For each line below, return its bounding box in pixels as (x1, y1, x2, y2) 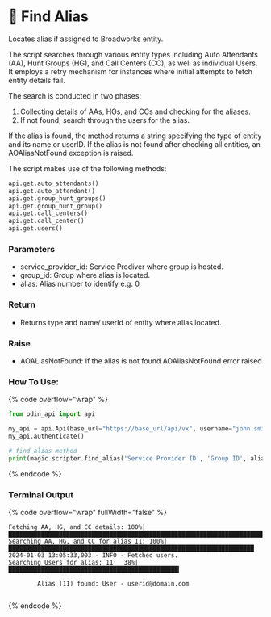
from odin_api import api (8, 410, 95, 418)
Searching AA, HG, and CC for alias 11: (8, 537, 147, 545)
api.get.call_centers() (8, 209, 89, 217)
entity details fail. (8, 75, 66, 85)
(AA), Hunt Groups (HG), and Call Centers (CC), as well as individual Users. (8, 58, 258, 68)
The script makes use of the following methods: (8, 163, 167, 173)
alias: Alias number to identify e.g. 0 (19, 279, 140, 289)
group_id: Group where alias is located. (19, 271, 151, 280)
